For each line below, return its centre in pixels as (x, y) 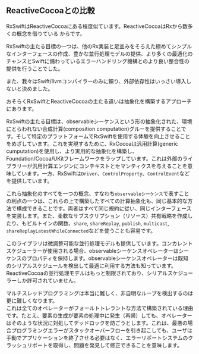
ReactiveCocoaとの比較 (50, 11)
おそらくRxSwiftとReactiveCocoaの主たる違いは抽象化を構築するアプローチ (99, 101)
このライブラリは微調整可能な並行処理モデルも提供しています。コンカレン (97, 243)
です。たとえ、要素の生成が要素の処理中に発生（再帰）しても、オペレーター (99, 315)
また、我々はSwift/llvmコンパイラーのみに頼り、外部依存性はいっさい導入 (96, 81)
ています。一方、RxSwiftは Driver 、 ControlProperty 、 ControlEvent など (103, 173)
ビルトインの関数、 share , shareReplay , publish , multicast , (98, 223)
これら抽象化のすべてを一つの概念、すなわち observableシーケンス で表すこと (98, 193)
